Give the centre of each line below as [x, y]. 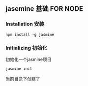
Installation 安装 [25, 24]
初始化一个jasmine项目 [29, 59]
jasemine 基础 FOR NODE [44, 9]
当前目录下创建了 [23, 79]
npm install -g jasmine [30, 34]
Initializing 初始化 [27, 48]
